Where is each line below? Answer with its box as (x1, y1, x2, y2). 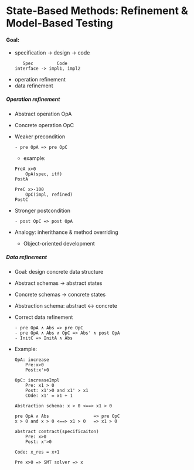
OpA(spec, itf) (25, 171, 63, 177)
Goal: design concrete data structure (14, 268, 104, 275)
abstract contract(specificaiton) (14, 429, 99, 435)
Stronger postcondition (14, 207, 71, 214)
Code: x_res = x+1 (14, 449, 60, 455)
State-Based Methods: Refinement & (6, 4, 189, 18)
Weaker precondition (14, 133, 66, 140)
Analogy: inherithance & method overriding (14, 229, 118, 236)
